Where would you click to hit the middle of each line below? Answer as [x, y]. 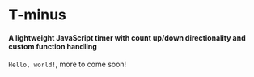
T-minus [38, 15]
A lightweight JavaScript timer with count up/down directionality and [127, 37]
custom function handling [53, 46]
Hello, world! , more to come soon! [68, 64]
